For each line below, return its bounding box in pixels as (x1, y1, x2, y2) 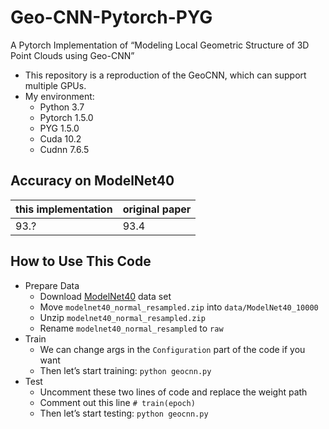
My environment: (24, 90, 95, 102)
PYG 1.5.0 (39, 122, 80, 134)
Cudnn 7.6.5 (39, 143, 90, 155)
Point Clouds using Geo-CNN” (10, 49, 135, 61)
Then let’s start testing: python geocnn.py (39, 407, 209, 419)
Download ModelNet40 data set (39, 290, 172, 302)
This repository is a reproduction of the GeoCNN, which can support (24, 69, 307, 81)
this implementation (15, 202, 113, 216)
